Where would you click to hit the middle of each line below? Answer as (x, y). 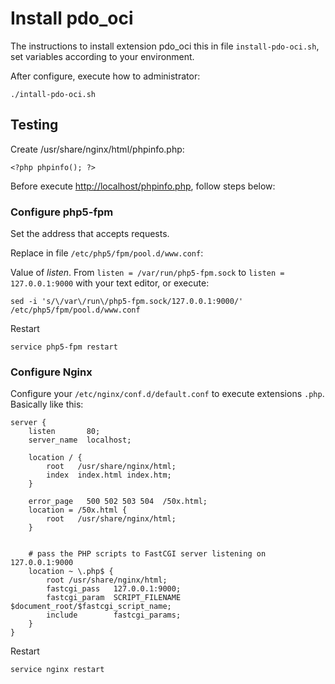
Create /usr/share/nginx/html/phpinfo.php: (97, 149)
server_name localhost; (80, 440)
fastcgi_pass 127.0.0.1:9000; (114, 589)
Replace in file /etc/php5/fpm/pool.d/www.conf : (107, 253)
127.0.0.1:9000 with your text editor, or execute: (110, 283)
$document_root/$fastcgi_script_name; (91, 607)
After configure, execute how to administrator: (105, 76)
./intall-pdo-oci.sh (53, 94)
